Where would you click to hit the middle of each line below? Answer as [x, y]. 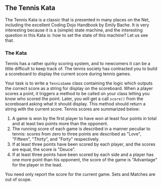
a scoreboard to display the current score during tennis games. [68, 74]
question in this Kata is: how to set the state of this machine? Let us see [77, 35]
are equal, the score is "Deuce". [44, 150]
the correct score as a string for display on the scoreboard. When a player [79, 88]
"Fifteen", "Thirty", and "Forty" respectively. [56, 139]
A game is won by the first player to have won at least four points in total [84, 119]
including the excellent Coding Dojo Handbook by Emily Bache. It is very [77, 25]
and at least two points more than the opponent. [60, 124]
